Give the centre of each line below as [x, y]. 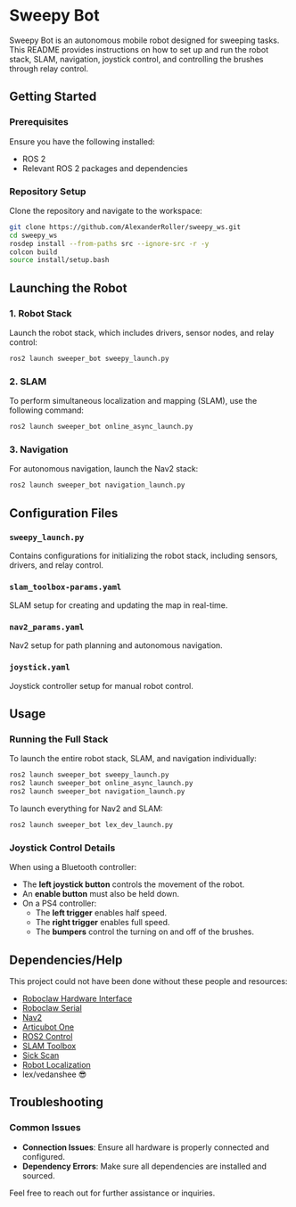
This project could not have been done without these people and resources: [148, 981]
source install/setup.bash [59, 260]
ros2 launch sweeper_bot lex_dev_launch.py [91, 825]
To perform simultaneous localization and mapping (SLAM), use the [133, 401]
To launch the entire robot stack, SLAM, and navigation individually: [133, 759]
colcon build [33, 252]
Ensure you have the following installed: [82, 141]
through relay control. [49, 69]
